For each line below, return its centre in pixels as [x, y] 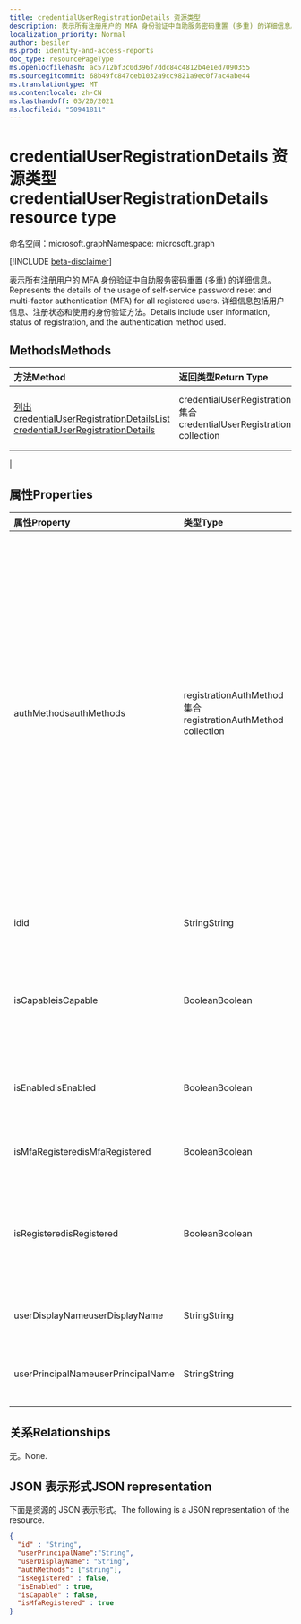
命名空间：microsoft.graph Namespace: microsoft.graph [112, 244]
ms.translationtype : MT [54, 84]
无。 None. [28, 1455]
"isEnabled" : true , [56, 1586]
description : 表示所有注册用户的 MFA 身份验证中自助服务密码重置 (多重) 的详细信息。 [154, 26]
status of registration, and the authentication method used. [118, 322]
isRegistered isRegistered [66, 1233]
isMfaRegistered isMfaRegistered [82, 1151]
